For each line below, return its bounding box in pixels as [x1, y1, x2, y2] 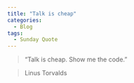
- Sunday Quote [13, 36, 58, 43]
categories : [7, 17, 42, 24]
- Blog [13, 23, 33, 30]
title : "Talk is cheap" [7, 10, 77, 17]
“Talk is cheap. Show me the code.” [24, 55, 128, 63]
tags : [7, 29, 23, 37]
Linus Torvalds [24, 69, 67, 77]
